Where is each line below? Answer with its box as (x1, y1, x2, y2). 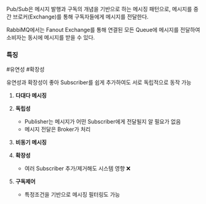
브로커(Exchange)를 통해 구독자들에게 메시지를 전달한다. (12, 13, 149, 20)
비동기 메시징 (15, 139, 47, 146)
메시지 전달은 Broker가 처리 (24, 125, 91, 133)
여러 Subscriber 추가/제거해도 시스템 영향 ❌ (24, 165, 131, 172)
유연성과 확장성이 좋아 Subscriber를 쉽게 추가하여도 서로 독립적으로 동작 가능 (6, 79, 192, 86)
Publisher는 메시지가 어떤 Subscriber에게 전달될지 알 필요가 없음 (24, 118, 181, 125)
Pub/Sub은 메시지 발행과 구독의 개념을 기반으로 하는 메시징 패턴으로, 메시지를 (6, 6, 192, 12)
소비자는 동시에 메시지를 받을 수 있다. (6, 34, 95, 41)
